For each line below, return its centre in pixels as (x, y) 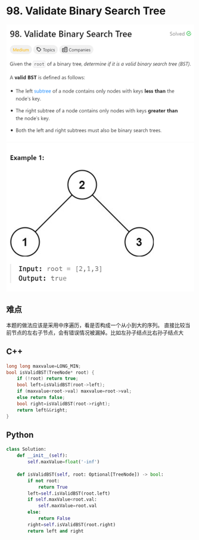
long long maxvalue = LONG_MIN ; (44, 366)
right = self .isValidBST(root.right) (72, 525)
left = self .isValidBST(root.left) (69, 493)
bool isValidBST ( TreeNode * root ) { (50, 372)
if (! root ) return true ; (48, 379)
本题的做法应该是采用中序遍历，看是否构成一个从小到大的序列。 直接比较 (96, 325)
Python (20, 435)
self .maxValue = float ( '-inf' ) (64, 462)
